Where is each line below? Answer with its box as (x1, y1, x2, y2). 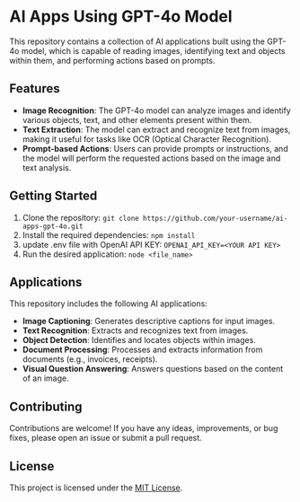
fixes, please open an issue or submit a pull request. (9, 433, 202, 444)
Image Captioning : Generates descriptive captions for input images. (22, 316, 276, 327)
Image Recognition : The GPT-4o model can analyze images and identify (22, 105, 292, 116)
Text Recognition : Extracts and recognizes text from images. (22, 325, 249, 336)
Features (9, 81, 60, 96)
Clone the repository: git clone (22, 212, 139, 223)
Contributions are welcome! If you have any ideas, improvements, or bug (9, 423, 278, 434)
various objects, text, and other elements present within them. (22, 114, 252, 125)
